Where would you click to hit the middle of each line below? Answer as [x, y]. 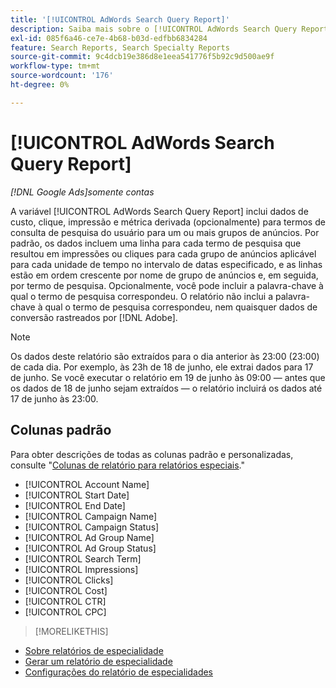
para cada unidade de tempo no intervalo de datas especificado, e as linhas [166, 264]
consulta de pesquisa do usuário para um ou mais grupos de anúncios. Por [165, 232]
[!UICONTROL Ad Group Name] [89, 537]
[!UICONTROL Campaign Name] [91, 516]
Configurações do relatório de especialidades [119, 672]
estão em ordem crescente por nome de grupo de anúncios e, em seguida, [164, 275]
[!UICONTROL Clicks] [69, 580]
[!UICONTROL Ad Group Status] [90, 548]
